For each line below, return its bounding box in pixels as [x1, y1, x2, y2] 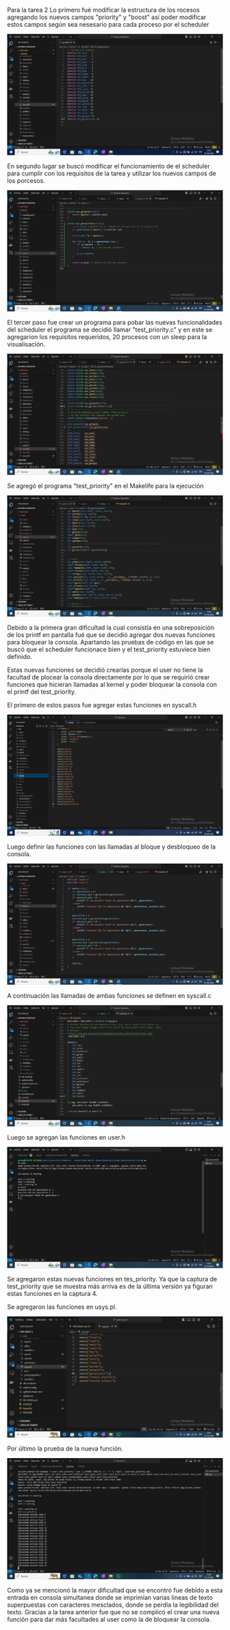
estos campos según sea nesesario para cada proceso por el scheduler [7, 21, 209, 28]
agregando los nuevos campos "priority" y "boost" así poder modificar [7, 13, 207, 21]
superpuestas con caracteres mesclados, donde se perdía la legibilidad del [7, 1601, 219, 1609]
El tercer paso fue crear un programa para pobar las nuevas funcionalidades [7, 318, 222, 326]
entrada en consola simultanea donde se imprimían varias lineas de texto [7, 1594, 214, 1601]
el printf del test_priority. [7, 688, 77, 696]
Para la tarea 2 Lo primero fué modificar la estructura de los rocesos [7, 6, 200, 14]
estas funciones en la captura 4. [7, 1290, 98, 1297]
